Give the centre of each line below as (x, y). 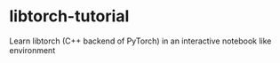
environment (32, 50)
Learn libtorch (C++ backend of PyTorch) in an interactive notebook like (140, 41)
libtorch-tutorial (69, 16)
